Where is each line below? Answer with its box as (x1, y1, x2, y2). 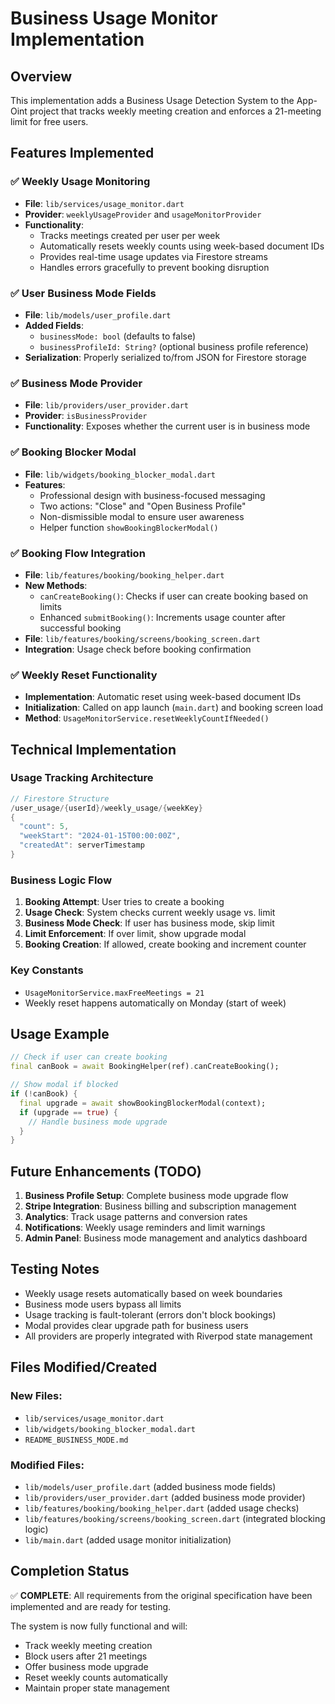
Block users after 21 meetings (24, 1650, 148, 1662)
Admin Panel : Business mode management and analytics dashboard (24, 1232, 308, 1244)
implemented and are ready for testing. (10, 1600, 172, 1612)
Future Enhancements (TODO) (10, 1163, 202, 1180)
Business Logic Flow (10, 873, 113, 887)
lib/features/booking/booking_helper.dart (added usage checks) (24, 1502, 300, 1514)
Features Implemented (10, 145, 155, 162)
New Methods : (24, 579, 88, 591)
